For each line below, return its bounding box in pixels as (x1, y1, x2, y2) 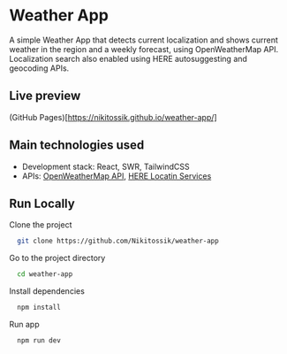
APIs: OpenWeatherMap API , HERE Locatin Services (21, 170, 212, 181)
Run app (9, 319, 40, 329)
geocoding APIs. (9, 63, 70, 73)
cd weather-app (17, 270, 73, 279)
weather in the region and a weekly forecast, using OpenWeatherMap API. (9, 43, 279, 54)
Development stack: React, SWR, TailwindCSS (21, 161, 190, 172)
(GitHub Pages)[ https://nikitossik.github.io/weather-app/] (9, 112, 218, 122)
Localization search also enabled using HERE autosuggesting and (9, 53, 247, 64)
